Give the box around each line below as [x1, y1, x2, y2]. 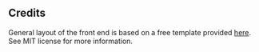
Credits [8, 6, 46, 20]
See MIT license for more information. [8, 36, 133, 46]
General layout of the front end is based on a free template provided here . [8, 27, 252, 37]
